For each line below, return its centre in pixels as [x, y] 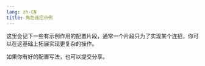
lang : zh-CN [21, 12]
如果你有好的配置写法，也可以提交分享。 [57, 56]
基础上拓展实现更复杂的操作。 [60, 43]
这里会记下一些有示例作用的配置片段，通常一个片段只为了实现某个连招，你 [100, 36]
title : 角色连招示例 [30, 18]
